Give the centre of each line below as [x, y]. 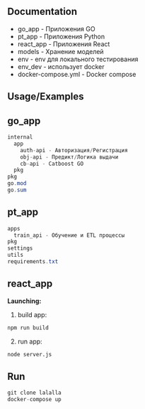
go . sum [17, 190]
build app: [32, 314]
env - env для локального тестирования [78, 59]
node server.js [30, 354]
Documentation [42, 12]
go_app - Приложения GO [56, 28]
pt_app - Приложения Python [61, 36]
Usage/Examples [46, 96]
